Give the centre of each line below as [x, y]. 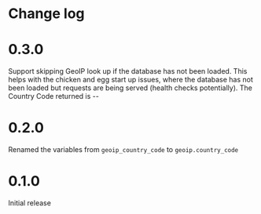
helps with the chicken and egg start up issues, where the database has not [131, 80]
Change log [46, 14]
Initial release [29, 203]
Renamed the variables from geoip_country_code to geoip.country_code [123, 150]
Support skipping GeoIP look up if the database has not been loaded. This [128, 71]
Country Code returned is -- [54, 96]
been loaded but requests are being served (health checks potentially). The [130, 88]
